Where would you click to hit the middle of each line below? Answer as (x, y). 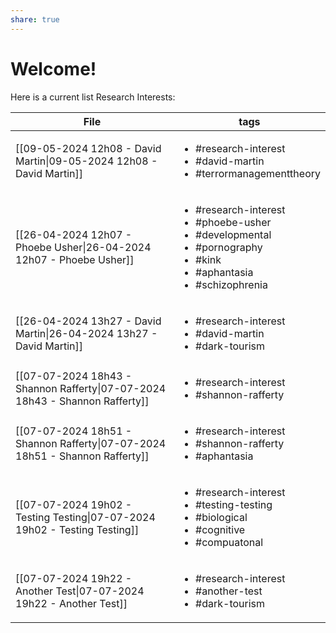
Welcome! (53, 68)
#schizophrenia (231, 284)
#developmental (233, 234)
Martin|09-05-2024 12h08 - (86, 161)
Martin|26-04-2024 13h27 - (86, 333)
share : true (35, 19)
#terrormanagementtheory (258, 173)
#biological (221, 517)
